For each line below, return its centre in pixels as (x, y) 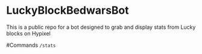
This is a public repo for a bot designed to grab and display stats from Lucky (101, 27)
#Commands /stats (31, 45)
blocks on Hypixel (29, 33)
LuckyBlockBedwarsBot (68, 10)
